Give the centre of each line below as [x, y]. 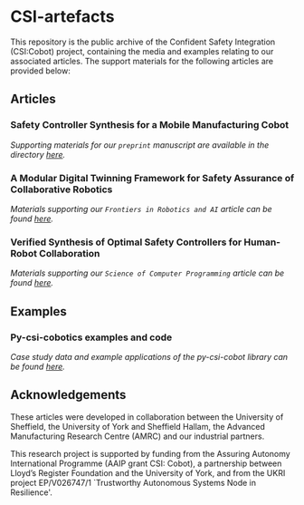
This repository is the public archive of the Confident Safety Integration [143, 42]
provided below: [40, 71]
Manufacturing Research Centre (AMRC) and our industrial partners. [138, 436]
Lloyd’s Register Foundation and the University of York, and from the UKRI [148, 472]
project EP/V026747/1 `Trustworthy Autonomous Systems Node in [133, 482]
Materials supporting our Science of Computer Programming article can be [147, 273]
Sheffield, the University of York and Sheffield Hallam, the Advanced [138, 426]
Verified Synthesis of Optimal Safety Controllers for [126, 242]
